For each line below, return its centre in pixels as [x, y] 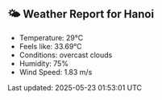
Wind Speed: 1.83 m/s [56, 72]
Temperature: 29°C [51, 37]
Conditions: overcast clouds [66, 55]
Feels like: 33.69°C [50, 46]
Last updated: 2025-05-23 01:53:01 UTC [75, 87]
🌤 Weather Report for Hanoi [81, 14]
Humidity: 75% [44, 63]
